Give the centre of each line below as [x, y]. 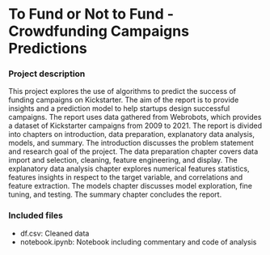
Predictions [48, 49]
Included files [36, 215]
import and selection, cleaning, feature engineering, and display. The [123, 160]
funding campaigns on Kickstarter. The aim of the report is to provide [124, 100]
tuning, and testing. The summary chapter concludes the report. [115, 194]
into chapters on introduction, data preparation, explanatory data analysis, [132, 134]
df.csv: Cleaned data [55, 233]
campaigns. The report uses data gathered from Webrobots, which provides [135, 117]
